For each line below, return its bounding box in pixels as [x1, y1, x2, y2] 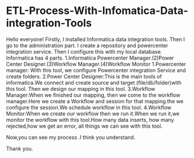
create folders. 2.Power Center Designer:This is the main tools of [6, 73, 162, 80]
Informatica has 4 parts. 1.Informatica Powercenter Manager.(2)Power [6, 54, 174, 61]
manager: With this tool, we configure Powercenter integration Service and [6, 66, 186, 73]
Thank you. [6, 145, 33, 152]
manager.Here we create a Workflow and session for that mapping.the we [6, 97, 184, 104]
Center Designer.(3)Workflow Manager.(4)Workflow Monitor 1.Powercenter [6, 60, 186, 68]
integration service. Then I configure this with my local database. [6, 48, 162, 55]
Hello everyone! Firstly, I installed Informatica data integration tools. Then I [6, 36, 185, 43]
